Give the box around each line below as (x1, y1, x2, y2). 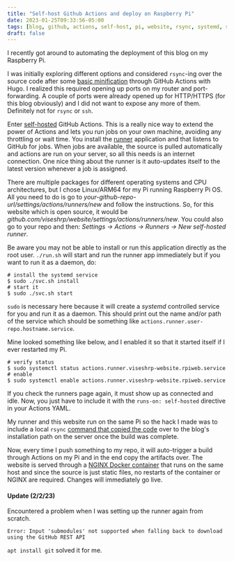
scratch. (7, 514, 31, 523)
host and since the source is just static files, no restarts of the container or (7, 468, 221, 477)
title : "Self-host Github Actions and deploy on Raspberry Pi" (7, 10, 195, 17)
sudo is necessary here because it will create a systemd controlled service (7, 302, 220, 311)
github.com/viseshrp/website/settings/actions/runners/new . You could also (7, 215, 224, 224)
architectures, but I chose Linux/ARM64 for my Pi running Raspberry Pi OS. (7, 185, 223, 194)
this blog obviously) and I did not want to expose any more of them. (7, 99, 201, 108)
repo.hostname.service (7, 325, 73, 333)
